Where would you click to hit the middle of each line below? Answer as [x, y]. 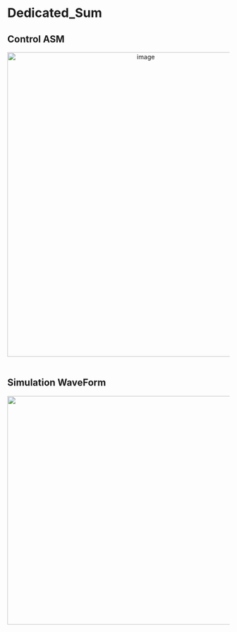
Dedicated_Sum [55, 13]
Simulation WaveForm [57, 383]
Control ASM [36, 39]
